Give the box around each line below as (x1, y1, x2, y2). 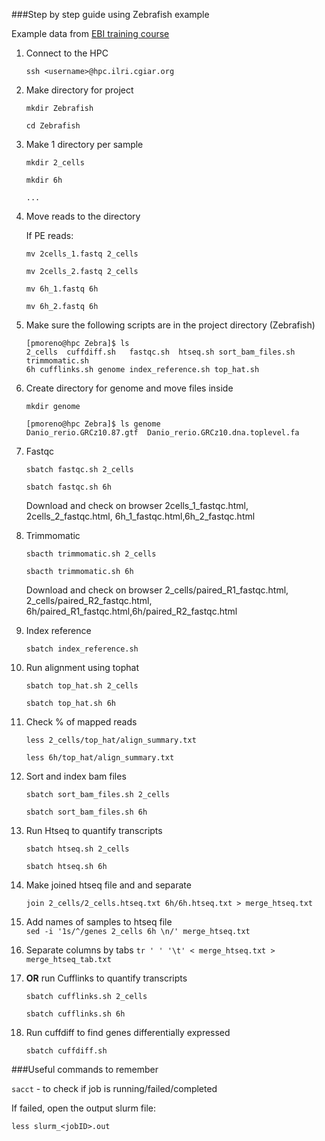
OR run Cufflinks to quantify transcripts (25, 972, 188, 984)
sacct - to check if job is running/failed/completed (11, 1083, 218, 1094)
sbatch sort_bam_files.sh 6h (25, 807, 148, 817)
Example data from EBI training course (11, 28, 170, 39)
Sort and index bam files (25, 770, 127, 782)
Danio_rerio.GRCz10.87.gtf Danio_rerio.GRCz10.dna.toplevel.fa (25, 428, 300, 438)
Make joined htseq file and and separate (25, 879, 192, 891)
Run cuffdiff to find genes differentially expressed (25, 1027, 231, 1038)
